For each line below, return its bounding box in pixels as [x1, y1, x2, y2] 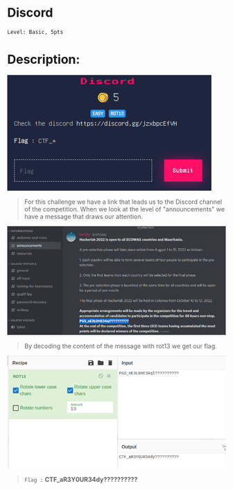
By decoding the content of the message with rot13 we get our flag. [24, 342, 217, 351]
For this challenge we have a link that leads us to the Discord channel [24, 198, 223, 206]
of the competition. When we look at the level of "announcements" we [24, 204, 225, 213]
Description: [7, 52, 80, 67]
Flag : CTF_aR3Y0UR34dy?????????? [24, 475, 138, 484]
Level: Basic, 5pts [7, 28, 64, 35]
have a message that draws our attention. [24, 212, 144, 220]
